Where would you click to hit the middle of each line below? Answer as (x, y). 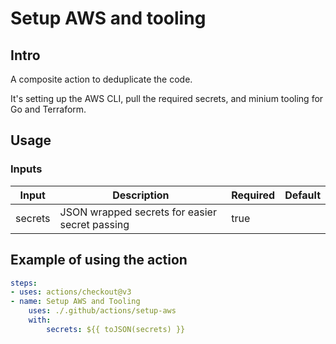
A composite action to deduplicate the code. (101, 79)
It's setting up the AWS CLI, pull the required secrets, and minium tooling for (167, 98)
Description (141, 195)
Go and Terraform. (48, 109)
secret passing (94, 224)
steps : (24, 283)
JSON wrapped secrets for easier (138, 212)
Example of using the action (99, 260)
